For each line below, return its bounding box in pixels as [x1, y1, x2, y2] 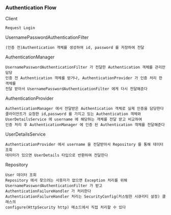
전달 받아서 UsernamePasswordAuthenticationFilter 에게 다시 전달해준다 [5, 86, 148, 91]
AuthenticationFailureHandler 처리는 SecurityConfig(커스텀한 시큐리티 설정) [5, 194, 160, 199]
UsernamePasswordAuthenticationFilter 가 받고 [5, 183, 103, 189]
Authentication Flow [5, 4, 57, 11]
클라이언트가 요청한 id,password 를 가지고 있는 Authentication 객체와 [5, 111, 141, 117]
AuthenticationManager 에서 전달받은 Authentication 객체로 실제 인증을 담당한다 [5, 106, 164, 111]
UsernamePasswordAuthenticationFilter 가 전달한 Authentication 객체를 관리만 [5, 65, 166, 70]
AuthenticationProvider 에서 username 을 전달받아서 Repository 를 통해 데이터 [5, 142, 164, 147]
